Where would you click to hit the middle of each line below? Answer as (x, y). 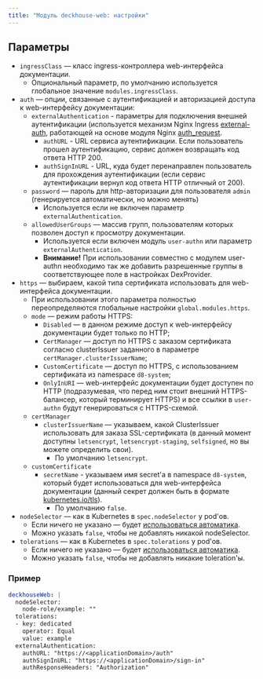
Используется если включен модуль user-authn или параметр (148, 241)
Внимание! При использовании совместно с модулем (134, 258)
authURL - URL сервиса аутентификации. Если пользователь (143, 141)
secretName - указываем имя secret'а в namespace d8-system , (145, 475)
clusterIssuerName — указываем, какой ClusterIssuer (131, 425)
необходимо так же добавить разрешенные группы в (153, 266)
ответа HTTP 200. (73, 158)
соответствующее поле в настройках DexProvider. (128, 275)
